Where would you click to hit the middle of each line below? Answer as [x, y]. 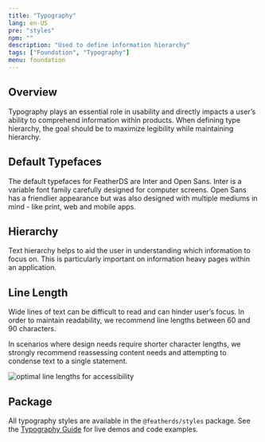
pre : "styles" [32, 30]
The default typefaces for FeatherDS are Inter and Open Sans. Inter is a [125, 181]
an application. [33, 268]
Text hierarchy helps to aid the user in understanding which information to [129, 251]
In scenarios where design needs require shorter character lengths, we [125, 344]
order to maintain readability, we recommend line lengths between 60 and [129, 320]
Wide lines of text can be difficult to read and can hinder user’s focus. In [127, 312]
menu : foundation [37, 61]
